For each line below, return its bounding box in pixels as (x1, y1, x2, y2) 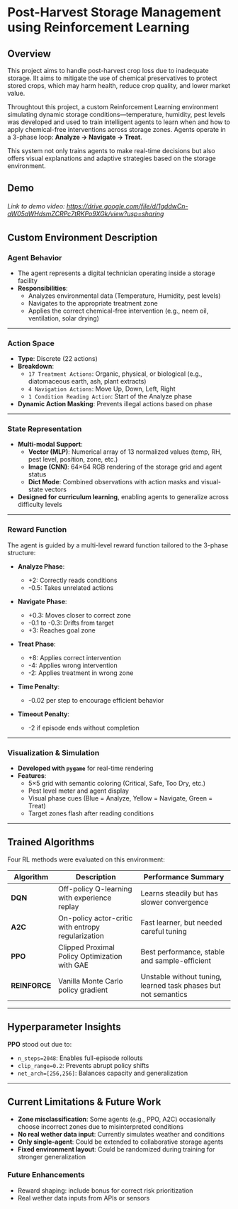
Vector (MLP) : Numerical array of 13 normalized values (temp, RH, (28, 447, 222, 456)
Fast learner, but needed (140, 918, 222, 927)
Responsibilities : (17, 284, 69, 292)
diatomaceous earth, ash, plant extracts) (28, 377, 147, 386)
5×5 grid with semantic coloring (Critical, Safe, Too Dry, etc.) (28, 779, 206, 788)
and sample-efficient (140, 955, 211, 965)
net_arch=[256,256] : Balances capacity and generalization (17, 1069, 188, 1077)
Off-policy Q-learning (57, 884, 132, 893)
